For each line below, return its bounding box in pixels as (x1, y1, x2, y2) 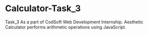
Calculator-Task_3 (5, 3, 81, 14)
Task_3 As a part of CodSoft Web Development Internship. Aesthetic (5, 19, 144, 25)
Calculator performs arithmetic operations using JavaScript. (5, 24, 126, 30)
